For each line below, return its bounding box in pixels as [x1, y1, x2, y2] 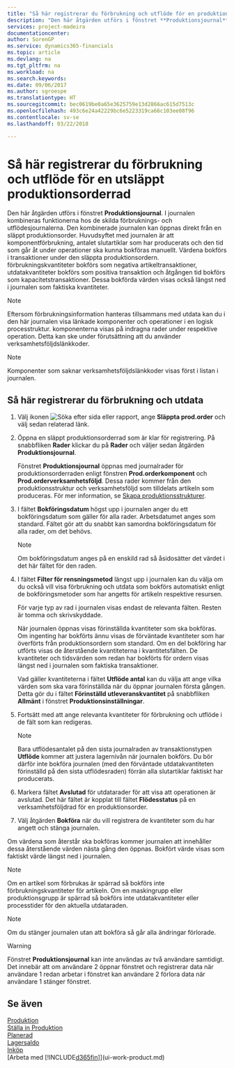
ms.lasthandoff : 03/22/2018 [7, 120, 89, 127]
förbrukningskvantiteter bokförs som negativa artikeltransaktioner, [7, 261, 197, 269]
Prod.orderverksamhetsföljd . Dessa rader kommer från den [17, 477, 192, 485]
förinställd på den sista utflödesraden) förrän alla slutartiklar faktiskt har [17, 767, 224, 775]
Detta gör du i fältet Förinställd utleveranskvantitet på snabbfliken [17, 690, 210, 698]
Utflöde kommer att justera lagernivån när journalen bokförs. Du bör [17, 752, 213, 761]
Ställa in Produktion [7, 1023, 63, 1032]
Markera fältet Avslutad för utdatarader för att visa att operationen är [17, 788, 216, 796]
